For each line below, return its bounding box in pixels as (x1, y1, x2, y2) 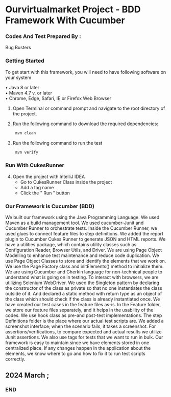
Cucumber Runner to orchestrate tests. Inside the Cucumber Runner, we (5, 225, 157, 231)
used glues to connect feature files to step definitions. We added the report (5, 231, 164, 237)
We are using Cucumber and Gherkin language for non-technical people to (5, 269, 162, 275)
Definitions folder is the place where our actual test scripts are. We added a (5, 318, 164, 324)
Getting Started (5, 57, 44, 65)
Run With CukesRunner (5, 162, 65, 169)
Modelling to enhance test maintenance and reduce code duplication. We (5, 252, 159, 259)
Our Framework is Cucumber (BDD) (5, 203, 94, 210)
